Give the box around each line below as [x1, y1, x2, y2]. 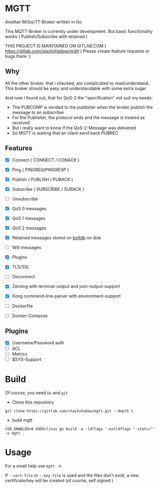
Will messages [12, 245, 41, 251]
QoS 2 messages [12, 225, 47, 231]
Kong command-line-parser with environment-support [12, 293, 121, 299]
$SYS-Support [12, 356, 42, 362]
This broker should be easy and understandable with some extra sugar [5, 85, 146, 91]
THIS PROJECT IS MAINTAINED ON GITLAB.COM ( [5, 43, 107, 49]
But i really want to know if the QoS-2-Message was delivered [12, 125, 136, 131]
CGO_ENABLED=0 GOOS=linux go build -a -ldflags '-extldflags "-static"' [5, 426, 155, 431]
